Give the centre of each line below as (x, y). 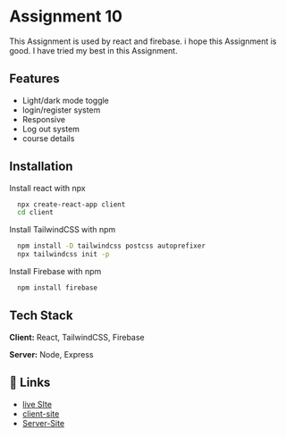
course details (48, 138)
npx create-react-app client (71, 204)
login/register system (61, 110)
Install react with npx (48, 188)
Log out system (51, 129)
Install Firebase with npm (55, 272)
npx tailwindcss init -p (63, 255)
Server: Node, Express (51, 354)
